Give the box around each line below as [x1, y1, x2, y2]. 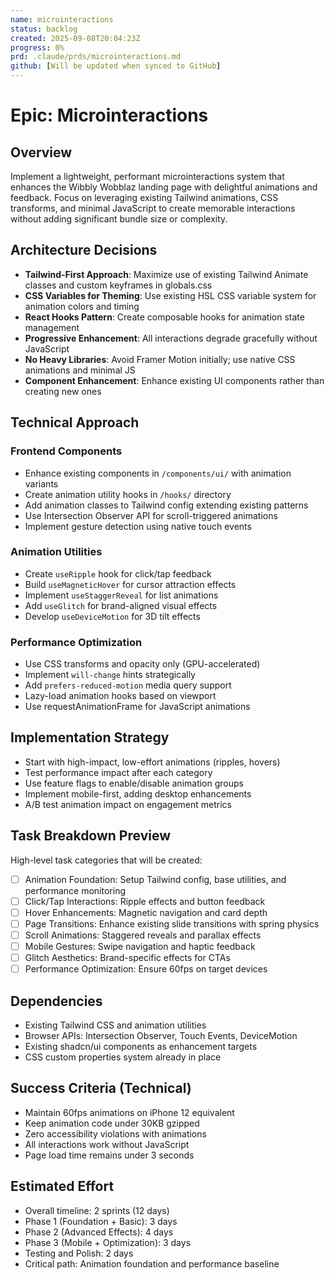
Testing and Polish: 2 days [24, 1247, 134, 1259]
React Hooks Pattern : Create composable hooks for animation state [24, 311, 305, 323]
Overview [10, 144, 73, 161]
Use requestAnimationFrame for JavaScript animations [24, 701, 251, 713]
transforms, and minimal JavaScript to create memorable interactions [10, 202, 296, 214]
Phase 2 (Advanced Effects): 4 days [24, 1226, 174, 1238]
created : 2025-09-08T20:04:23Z [10, 33, 141, 43]
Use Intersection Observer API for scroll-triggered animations [24, 509, 278, 521]
